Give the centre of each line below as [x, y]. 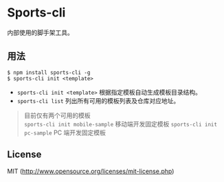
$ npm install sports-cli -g [49, 72]
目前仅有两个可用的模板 [57, 115]
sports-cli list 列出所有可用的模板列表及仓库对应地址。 [98, 100]
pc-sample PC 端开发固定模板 [65, 133]
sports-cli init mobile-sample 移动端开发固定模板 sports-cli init [121, 124]
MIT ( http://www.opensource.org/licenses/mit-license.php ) [91, 171]
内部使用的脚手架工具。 [40, 32]
